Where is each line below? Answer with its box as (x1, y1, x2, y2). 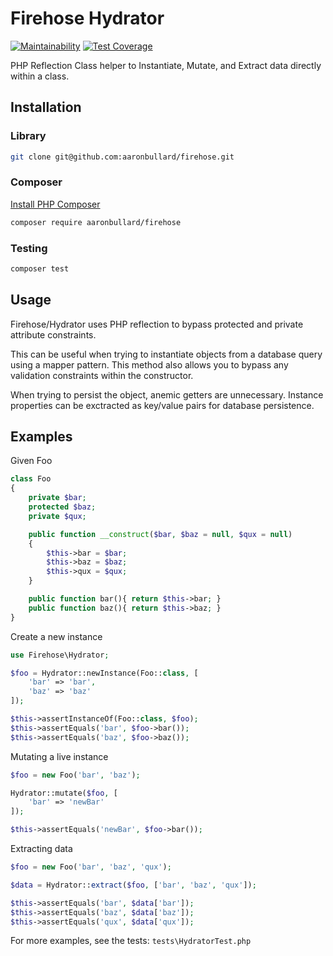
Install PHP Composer (10, 198, 101, 210)
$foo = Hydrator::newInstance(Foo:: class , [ (10, 668, 199, 678)
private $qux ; (28, 511, 87, 521)
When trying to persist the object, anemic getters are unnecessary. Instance (10, 388, 324, 401)
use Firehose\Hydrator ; (10, 650, 110, 660)
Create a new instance (10, 630, 103, 642)
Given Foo (10, 455, 53, 467)
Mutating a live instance (10, 750, 109, 762)
